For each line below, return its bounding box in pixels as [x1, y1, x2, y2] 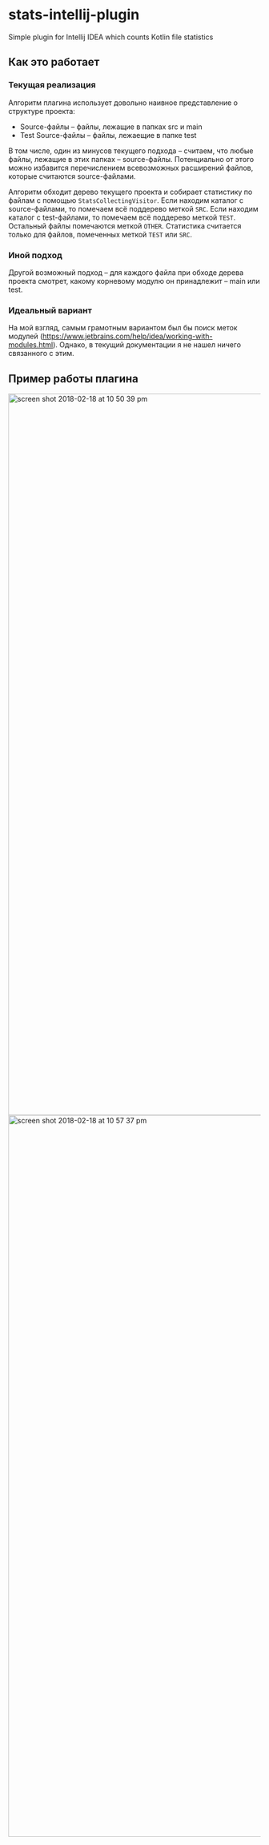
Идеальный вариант [8, 305, 92, 316]
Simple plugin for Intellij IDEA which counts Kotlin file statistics [8, 32, 214, 42]
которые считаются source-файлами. [8, 171, 136, 181]
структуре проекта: [8, 106, 76, 115]
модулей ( [8, 331, 43, 342]
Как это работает [8, 55, 100, 69]
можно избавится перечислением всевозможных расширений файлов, [8, 163, 254, 172]
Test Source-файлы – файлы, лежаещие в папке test [19, 130, 197, 140]
